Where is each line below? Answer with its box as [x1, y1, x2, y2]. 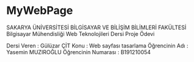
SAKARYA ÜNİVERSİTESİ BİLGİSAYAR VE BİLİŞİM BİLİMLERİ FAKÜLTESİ [6, 24, 187, 31]
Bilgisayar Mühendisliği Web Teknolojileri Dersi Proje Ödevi [6, 30, 155, 37]
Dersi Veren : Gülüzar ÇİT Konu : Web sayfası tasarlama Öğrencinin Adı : [6, 42, 188, 49]
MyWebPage [6, 4, 73, 18]
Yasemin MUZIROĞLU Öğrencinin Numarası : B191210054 [6, 48, 151, 55]
